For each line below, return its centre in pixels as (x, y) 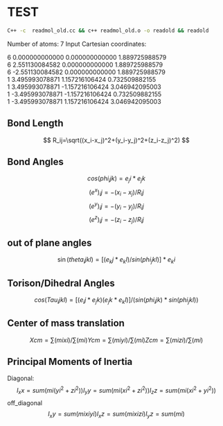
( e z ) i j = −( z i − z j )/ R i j (116, 220)
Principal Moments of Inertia (70, 362)
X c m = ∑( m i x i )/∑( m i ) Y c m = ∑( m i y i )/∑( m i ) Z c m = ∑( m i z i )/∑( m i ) (116, 340)
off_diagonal (25, 402)
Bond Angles (36, 162)
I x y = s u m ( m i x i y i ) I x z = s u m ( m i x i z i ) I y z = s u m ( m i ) (116, 415)
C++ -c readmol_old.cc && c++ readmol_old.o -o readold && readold (108, 31)
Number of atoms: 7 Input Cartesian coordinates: (77, 44)
